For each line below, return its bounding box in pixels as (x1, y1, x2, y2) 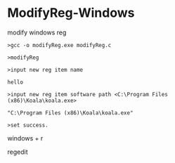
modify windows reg (7, 28, 67, 37)
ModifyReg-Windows (7, 5, 135, 21)
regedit (7, 148, 28, 156)
